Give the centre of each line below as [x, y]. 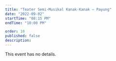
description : [18, 41]
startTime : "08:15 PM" [28, 18]
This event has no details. [31, 54]
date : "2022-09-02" [25, 14]
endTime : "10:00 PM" [26, 23]
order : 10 [15, 32]
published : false [23, 36]
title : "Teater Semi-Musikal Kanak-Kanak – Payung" [58, 9]
